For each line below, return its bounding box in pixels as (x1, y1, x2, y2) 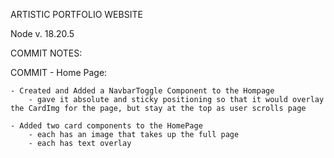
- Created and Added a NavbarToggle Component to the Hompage (10, 86, 275, 96)
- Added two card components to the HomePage (10, 121, 203, 131)
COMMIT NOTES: (10, 47, 83, 59)
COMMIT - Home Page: (10, 67, 108, 78)
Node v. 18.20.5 (10, 28, 75, 39)
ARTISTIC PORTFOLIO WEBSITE (10, 9, 143, 20)
